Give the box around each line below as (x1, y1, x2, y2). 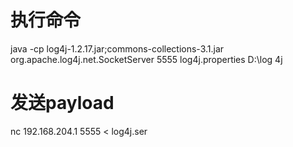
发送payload (10, 92, 115, 115)
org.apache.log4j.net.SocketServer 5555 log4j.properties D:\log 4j (10, 53, 283, 65)
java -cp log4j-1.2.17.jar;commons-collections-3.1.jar (10, 42, 225, 55)
